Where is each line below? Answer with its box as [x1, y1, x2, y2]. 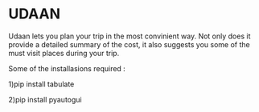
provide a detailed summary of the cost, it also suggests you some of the [8, 39, 251, 49]
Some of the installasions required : [8, 63, 126, 73]
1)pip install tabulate [8, 79, 75, 89]
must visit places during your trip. [8, 48, 120, 58]
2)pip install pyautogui [8, 94, 82, 104]
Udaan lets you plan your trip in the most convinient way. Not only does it [8, 31, 251, 41]
